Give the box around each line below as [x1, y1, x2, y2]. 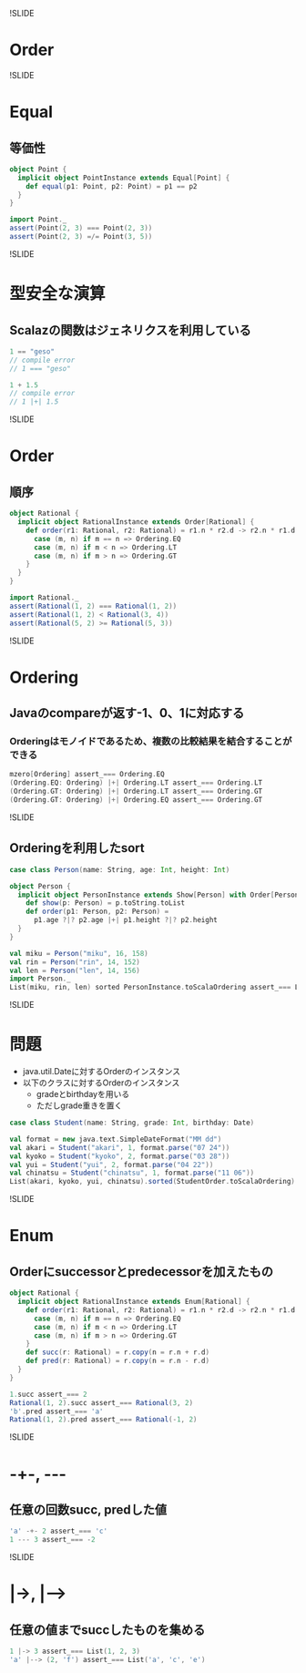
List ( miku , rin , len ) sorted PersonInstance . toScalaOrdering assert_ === [9, 983, 291, 992]
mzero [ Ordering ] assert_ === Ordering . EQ [9, 770, 166, 779]
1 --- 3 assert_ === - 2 [9, 1535, 96, 1545]
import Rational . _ [9, 593, 79, 602]
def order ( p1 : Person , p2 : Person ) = [25, 907, 169, 917]
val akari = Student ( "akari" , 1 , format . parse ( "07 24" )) [9, 1143, 230, 1152]
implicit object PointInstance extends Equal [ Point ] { [17, 173, 230, 182]
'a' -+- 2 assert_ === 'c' [9, 1526, 107, 1536]
